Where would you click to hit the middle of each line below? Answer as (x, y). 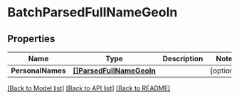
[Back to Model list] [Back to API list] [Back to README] (89, 88)
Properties (31, 39)
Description (183, 59)
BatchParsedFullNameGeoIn (92, 12)
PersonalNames (38, 71)
